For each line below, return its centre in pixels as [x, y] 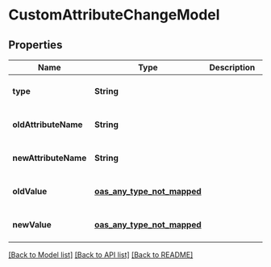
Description [232, 68]
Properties [35, 45]
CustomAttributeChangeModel [114, 15]
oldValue [30, 191]
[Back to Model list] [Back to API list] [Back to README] [101, 255]
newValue [32, 225]
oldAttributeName [48, 125]
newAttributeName [50, 158]
